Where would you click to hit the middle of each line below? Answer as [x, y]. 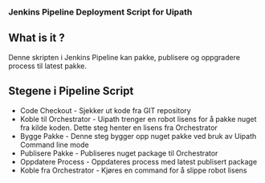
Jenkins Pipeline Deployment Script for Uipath [100, 12]
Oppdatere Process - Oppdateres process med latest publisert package [139, 161]
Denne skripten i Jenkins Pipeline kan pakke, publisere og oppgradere [124, 57]
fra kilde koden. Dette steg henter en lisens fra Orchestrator [119, 128]
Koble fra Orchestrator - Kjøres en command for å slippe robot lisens [133, 170]
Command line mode [55, 144]
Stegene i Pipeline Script [71, 91]
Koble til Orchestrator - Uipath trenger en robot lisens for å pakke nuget [138, 119]
